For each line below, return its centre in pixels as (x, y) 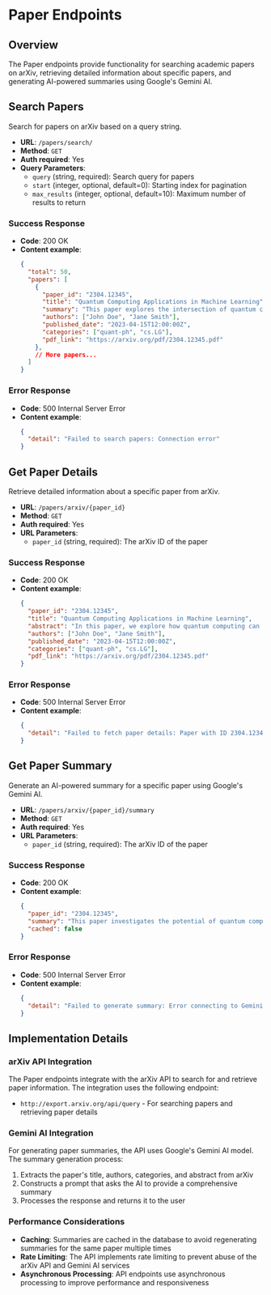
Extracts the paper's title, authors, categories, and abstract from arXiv (137, 1175)
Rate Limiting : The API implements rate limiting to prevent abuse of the (138, 1256)
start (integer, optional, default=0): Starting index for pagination (139, 185)
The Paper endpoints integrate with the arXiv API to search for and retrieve (133, 1080)
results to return (59, 202)
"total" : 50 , (50, 272)
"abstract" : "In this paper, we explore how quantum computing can (144, 626)
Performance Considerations (67, 1222)
